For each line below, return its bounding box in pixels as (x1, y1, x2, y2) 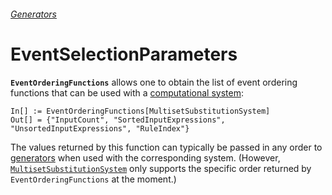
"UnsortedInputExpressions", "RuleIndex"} (10, 123, 190, 134)
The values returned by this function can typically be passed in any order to (10, 141, 323, 153)
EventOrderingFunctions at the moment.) (10, 173, 177, 185)
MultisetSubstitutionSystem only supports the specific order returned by (10, 162, 312, 174)
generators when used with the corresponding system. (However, (10, 151, 281, 164)
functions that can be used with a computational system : (10, 86, 244, 99)
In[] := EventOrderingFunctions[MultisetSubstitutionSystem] (10, 106, 271, 116)
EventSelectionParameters (10, 43, 238, 65)
